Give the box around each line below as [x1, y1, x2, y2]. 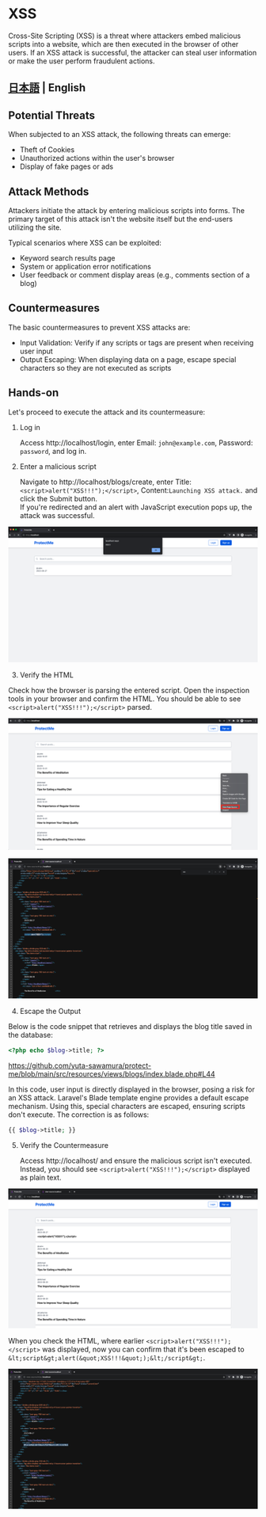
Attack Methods [8, 185, 89, 198]
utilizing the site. [8, 223, 62, 232]
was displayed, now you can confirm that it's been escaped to [42, 1344, 245, 1355]
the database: [8, 1030, 54, 1039]
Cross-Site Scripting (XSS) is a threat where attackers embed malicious [8, 31, 241, 40]
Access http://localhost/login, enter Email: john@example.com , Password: [19, 437, 253, 448]
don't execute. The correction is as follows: [8, 1110, 150, 1119]
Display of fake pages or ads [19, 162, 113, 171]
